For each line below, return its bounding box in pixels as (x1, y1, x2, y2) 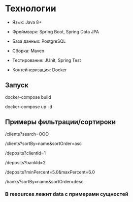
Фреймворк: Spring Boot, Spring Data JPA (12, 29, 100, 34)
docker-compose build (5, 94, 51, 100)
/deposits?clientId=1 (5, 150, 46, 156)
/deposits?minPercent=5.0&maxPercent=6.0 (5, 169, 95, 175)
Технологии (5, 3, 57, 14)
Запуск (5, 81, 29, 89)
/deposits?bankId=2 (5, 159, 46, 165)
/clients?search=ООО (5, 131, 49, 137)
